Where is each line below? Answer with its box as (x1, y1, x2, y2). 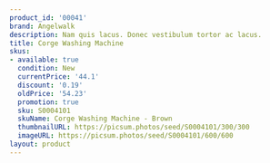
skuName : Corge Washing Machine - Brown (17, 114, 173, 123)
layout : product (9, 139, 71, 149)
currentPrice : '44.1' (17, 72, 100, 81)
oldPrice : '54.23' (17, 89, 88, 98)
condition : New (17, 64, 75, 73)
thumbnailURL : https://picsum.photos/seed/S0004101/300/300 (17, 123, 250, 132)
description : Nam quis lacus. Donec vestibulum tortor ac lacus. (9, 30, 262, 39)
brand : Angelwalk (9, 22, 75, 31)
